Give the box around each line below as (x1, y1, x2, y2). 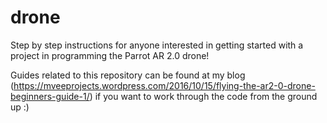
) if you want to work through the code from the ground (89, 90, 318, 102)
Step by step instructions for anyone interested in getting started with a (10, 39, 304, 51)
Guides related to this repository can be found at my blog (10, 69, 246, 81)
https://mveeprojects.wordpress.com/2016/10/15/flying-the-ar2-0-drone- (13, 79, 316, 91)
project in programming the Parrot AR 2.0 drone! (10, 49, 210, 61)
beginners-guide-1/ (10, 90, 90, 102)
